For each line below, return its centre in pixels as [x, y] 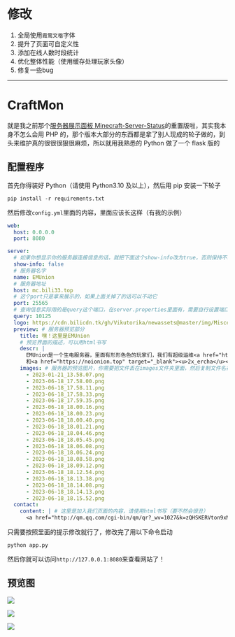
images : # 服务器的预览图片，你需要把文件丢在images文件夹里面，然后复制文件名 [123, 368]
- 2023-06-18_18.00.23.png [65, 414]
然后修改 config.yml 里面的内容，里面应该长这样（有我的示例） [97, 212]
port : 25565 [31, 303]
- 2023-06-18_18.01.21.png [65, 427]
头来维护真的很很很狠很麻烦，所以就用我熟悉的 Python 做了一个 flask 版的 [114, 143]
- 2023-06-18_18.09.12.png [65, 466]
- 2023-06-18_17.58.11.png [65, 388]
